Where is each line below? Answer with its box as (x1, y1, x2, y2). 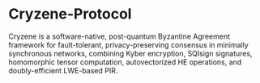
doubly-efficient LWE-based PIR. (8, 65, 118, 75)
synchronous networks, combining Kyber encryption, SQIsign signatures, (8, 48, 253, 58)
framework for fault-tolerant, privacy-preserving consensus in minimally (8, 39, 249, 49)
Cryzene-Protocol (8, 5, 132, 23)
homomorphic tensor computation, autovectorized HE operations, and (8, 57, 242, 67)
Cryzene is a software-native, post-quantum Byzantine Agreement (8, 31, 231, 41)
